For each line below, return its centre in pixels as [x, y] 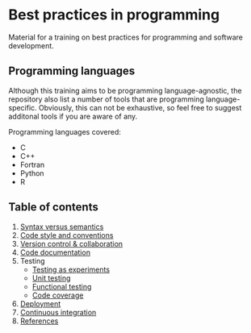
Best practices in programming [114, 15]
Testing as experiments [71, 269]
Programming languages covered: [65, 131]
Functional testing [62, 286]
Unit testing [51, 278]
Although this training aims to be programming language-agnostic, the [125, 90]
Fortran [32, 164]
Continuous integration [58, 312]
